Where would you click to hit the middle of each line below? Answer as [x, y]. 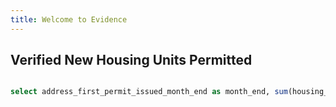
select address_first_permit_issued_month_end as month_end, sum [149, 92]
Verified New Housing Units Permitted [131, 60]
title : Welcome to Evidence [69, 19]
